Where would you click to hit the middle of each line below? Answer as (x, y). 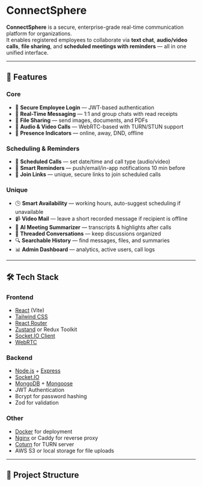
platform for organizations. (39, 33)
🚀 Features (27, 77)
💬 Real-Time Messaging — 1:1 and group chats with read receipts (96, 114)
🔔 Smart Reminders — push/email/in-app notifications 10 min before (100, 168)
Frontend (20, 297)
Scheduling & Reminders (43, 148)
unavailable (29, 212)
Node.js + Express (38, 371)
